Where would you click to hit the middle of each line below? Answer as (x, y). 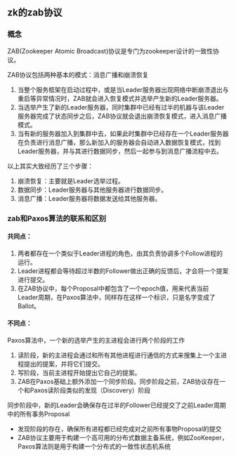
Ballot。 (29, 306)
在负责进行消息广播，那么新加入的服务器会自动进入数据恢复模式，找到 (119, 142)
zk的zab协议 (35, 13)
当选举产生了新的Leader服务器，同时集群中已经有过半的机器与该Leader (121, 107)
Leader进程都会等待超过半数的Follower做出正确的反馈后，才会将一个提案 (123, 271)
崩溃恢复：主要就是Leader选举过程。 (71, 180)
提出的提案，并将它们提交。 (64, 364)
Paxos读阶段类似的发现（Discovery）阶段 (90, 390)
